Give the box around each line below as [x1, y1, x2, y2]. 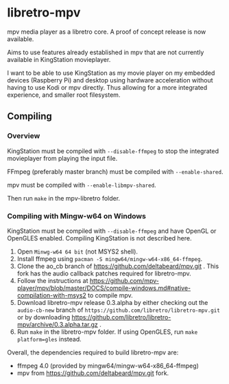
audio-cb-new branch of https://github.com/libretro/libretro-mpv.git [16, 306, 221, 314]
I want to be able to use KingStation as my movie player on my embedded [7, 69, 215, 77]
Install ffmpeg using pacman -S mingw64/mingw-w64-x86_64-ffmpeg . [16, 254, 203, 262]
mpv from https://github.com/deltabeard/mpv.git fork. [16, 369, 169, 377]
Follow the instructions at [16, 276, 88, 284]
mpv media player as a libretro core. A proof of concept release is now [7, 27, 206, 36]
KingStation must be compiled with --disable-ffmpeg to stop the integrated [7, 146, 219, 155]
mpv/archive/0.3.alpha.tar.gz [16, 320, 98, 328]
